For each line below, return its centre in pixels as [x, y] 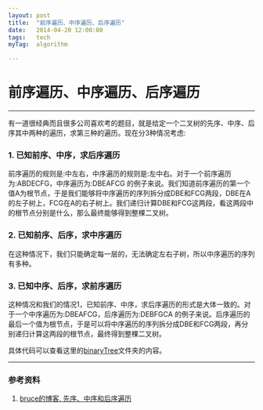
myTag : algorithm [38, 45]
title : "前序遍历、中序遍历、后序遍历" [67, 23]
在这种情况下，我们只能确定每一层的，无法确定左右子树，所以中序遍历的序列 [131, 254]
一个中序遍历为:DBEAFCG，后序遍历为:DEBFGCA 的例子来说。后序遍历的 [132, 314]
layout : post [29, 15]
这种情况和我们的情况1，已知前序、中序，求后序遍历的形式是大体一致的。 [126, 304]
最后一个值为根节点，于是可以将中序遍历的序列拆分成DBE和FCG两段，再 [125, 324]
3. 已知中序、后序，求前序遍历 [65, 285]
